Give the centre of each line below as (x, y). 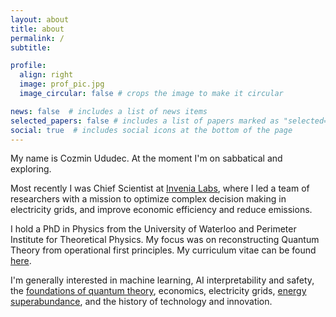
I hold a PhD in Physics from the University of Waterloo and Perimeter (153, 229)
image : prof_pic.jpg (62, 84)
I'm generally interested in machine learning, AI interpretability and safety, (162, 280)
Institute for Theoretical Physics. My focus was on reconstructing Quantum (165, 240)
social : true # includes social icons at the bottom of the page (151, 130)
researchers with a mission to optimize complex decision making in (148, 199)
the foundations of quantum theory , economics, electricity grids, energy (158, 291)
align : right (46, 75)
